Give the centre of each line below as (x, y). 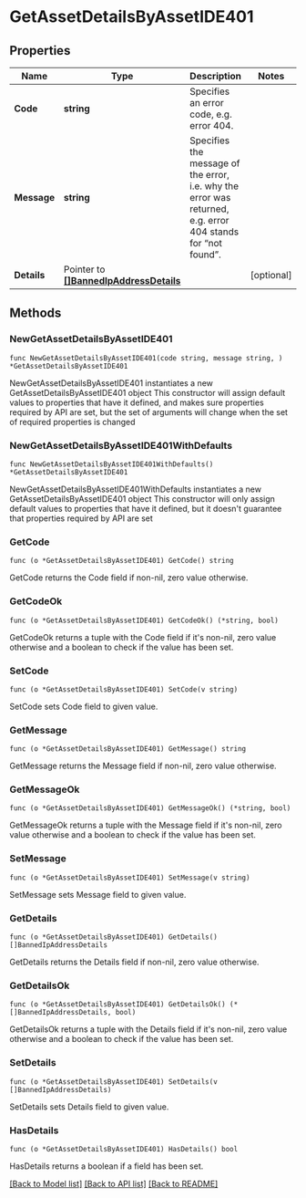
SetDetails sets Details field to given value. (89, 1107)
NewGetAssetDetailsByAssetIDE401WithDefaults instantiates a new (136, 489)
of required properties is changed (72, 422)
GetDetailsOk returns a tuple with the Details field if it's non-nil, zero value (148, 1029)
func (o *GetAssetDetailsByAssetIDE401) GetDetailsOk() (117, 1005)
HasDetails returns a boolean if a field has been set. (107, 1166)
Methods (36, 313)
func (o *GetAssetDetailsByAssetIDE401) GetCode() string (122, 561)
